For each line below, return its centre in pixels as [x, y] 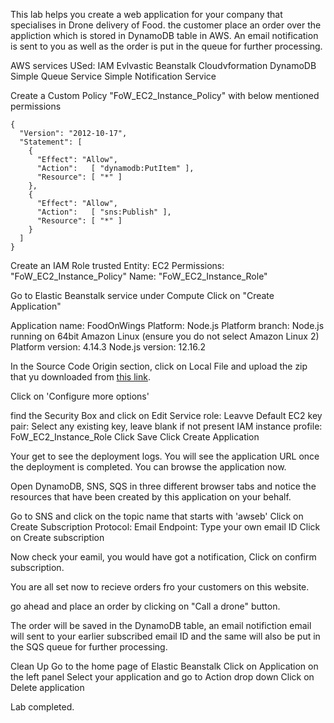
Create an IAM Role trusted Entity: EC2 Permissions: [117, 265]
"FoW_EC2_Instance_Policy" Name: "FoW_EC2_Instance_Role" [139, 276]
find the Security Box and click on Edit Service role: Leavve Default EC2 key [166, 415]
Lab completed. [42, 707]
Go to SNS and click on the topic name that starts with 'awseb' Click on [157, 516]
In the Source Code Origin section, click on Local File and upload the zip [159, 366]
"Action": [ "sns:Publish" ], [104, 212]
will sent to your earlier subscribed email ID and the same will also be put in [165, 636]
